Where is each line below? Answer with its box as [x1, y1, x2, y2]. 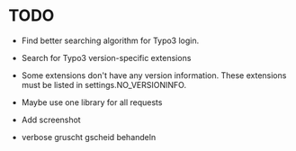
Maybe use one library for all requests [21, 96, 163, 108]
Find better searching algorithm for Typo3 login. [21, 35, 200, 46]
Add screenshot [21, 114, 82, 125]
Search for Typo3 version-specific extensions [21, 52, 192, 63]
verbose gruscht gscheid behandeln [21, 131, 157, 142]
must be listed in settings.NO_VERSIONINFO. [21, 79, 186, 90]
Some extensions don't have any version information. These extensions [21, 69, 287, 81]
